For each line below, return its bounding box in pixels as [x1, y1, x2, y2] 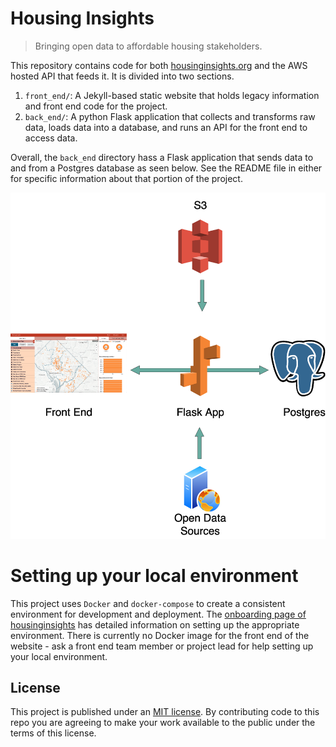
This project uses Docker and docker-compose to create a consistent [10, 597, 286, 609]
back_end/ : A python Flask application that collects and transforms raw [24, 110, 316, 122]
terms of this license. [10, 727, 97, 739]
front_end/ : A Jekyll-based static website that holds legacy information [24, 89, 320, 101]
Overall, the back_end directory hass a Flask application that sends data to [10, 151, 314, 163]
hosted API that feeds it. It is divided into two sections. [10, 70, 235, 82]
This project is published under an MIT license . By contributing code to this [10, 706, 320, 718]
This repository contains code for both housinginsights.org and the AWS [10, 59, 308, 71]
